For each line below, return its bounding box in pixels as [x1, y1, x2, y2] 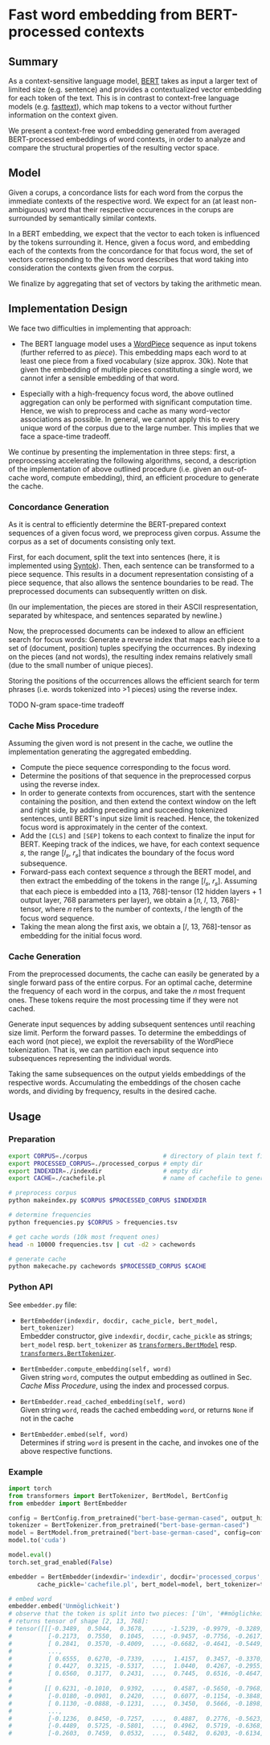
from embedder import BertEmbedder [8, 1499, 128, 1508]
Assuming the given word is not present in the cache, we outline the [8, 739, 233, 748]
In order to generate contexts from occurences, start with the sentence [19, 788, 256, 798]
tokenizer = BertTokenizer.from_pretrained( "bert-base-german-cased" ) [8, 1521, 250, 1529]
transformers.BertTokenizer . [19, 1348, 117, 1357]
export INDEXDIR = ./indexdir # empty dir [8, 1167, 203, 1175]
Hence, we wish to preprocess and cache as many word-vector [19, 405, 231, 415]
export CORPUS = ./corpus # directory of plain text [8, 1152, 253, 1160]
